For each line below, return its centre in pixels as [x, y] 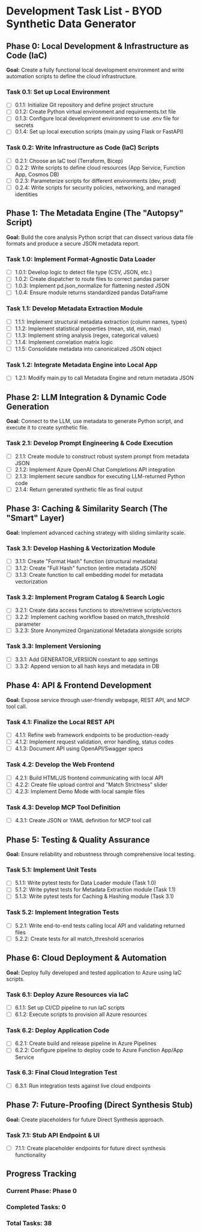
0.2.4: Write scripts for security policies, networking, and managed [97, 188]
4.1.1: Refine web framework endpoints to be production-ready [92, 735]
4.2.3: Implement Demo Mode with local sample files [80, 791]
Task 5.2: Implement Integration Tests [63, 913]
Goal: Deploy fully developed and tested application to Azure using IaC [94, 972]
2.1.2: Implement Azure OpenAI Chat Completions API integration [95, 469]
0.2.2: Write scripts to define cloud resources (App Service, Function [100, 167]
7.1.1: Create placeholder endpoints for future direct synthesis [90, 1148]
